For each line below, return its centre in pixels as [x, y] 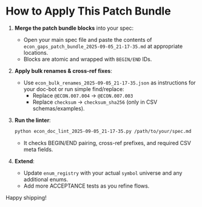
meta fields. [38, 149]
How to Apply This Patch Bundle [88, 11]
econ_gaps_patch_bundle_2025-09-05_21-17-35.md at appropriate [103, 46]
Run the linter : [32, 120]
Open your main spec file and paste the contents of [88, 39]
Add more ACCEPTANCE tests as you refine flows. [86, 186]
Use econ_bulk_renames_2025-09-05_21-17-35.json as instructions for [109, 83]
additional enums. [46, 179]
